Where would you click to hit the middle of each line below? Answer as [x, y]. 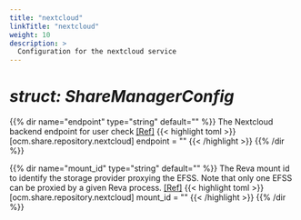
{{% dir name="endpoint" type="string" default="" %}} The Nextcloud [141, 122]
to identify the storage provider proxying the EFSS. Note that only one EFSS [151, 178]
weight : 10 [30, 35]
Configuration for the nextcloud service [97, 52]
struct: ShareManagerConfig [122, 97]
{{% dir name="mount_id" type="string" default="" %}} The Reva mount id [150, 168]
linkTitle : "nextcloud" [55, 26]
